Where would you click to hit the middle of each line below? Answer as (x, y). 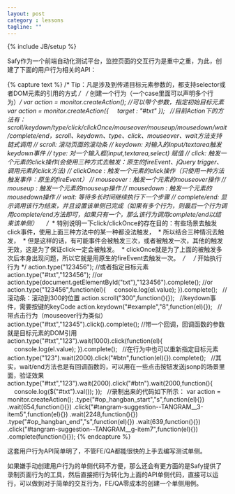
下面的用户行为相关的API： (58, 70)
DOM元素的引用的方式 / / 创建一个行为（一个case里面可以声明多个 (110, 93)
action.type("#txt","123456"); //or (55, 275)
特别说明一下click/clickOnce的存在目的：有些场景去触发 (137, 223)
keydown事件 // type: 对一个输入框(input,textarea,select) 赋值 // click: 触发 (114, 153)
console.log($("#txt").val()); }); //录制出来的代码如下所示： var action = (117, 392)
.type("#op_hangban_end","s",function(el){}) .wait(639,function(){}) (104, 422)
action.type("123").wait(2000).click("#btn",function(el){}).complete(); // (112, 358)
